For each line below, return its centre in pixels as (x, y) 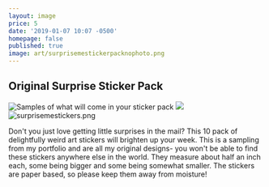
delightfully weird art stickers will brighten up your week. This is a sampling (134, 139)
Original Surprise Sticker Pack (86, 86)
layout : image (32, 16)
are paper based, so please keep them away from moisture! (108, 174)
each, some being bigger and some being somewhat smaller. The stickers (132, 165)
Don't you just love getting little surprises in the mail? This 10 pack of (123, 131)
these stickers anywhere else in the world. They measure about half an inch (134, 157)
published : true (36, 46)
